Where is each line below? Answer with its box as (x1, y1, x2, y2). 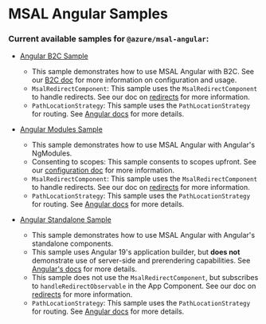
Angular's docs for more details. (31, 264, 138, 274)
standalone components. (31, 239, 114, 248)
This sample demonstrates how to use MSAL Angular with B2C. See (31, 67, 255, 77)
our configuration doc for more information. (31, 165, 175, 176)
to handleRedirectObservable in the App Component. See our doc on (31, 281, 256, 291)
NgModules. (31, 148, 72, 158)
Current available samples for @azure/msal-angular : (8, 34, 209, 45)
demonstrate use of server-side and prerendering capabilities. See (31, 256, 251, 266)
